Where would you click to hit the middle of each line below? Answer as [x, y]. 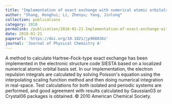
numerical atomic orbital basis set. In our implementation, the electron [79, 69]
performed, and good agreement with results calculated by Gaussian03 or [83, 91]
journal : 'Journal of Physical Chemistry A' [53, 44]
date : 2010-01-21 [24, 34]
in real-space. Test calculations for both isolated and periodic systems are [83, 85]
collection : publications [33, 19]
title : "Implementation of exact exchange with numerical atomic [76, 10]
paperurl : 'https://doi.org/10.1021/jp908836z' [57, 39]
